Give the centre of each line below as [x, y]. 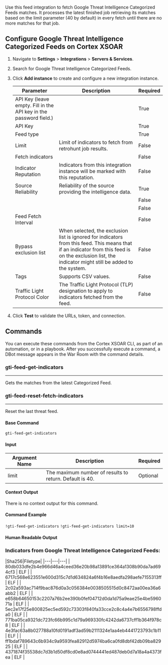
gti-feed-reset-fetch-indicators [44, 395]
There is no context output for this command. [52, 503]
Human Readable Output [31, 537]
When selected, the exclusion [93, 231]
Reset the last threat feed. [32, 411]
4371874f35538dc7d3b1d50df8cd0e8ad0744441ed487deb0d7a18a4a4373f [83, 651]
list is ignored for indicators [91, 237]
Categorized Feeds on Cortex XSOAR [64, 47]
